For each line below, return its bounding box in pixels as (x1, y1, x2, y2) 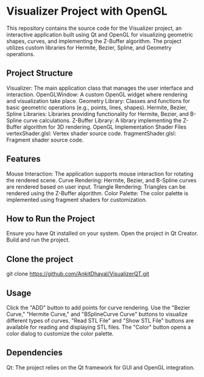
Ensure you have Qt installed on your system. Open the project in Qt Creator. (6, 230, 199, 237)
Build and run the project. (6, 236, 70, 243)
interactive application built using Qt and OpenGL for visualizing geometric (6, 31, 194, 38)
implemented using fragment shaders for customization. (6, 196, 147, 203)
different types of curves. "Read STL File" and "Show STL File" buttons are (6, 317, 194, 324)
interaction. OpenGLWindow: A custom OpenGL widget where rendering (6, 90, 188, 98)
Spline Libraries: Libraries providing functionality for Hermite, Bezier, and (6, 110, 189, 117)
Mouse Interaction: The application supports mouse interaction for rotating (6, 170, 194, 178)
